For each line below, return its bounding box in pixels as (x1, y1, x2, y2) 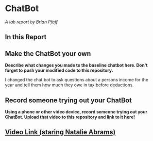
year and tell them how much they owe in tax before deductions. (5, 82, 134, 88)
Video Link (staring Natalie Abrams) (5, 128, 116, 136)
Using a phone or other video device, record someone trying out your (5, 109, 148, 114)
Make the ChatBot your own (5, 49, 91, 58)
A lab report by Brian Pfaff (5, 19, 58, 25)
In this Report (5, 33, 47, 41)
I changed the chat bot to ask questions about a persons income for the (5, 77, 149, 83)
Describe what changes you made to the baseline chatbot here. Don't (5, 63, 148, 68)
